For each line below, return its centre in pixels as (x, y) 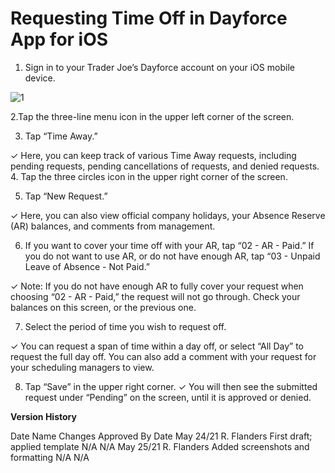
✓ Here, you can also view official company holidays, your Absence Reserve (168, 215)
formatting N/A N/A (50, 457)
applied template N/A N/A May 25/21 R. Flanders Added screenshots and (160, 446)
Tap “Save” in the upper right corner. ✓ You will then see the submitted (171, 386)
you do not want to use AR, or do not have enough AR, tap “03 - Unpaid (172, 256)
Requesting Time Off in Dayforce (149, 18)
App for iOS (59, 39)
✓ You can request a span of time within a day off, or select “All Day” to (157, 346)
